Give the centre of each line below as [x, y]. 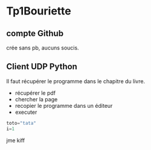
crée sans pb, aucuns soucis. [43, 48]
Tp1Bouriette [39, 11]
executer [26, 112]
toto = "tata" [21, 123]
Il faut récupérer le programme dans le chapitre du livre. [76, 81]
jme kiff [16, 140]
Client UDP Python [42, 67]
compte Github [35, 33]
